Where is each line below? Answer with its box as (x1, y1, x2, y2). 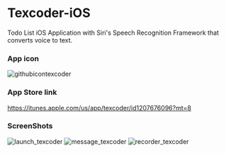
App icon (7, 53, 39, 63)
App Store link (7, 87, 57, 97)
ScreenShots (7, 121, 53, 131)
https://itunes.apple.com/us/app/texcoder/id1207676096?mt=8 (7, 103, 191, 112)
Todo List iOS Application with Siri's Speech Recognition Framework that (7, 28, 220, 37)
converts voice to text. (7, 35, 73, 44)
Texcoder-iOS (7, 5, 91, 21)
